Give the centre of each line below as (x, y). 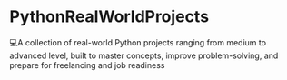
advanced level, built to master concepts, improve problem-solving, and (144, 55)
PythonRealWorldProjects (109, 17)
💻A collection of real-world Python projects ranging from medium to (138, 42)
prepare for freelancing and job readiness (87, 65)
